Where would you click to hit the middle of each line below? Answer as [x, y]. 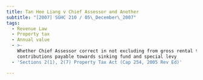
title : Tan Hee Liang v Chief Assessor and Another [72, 12]
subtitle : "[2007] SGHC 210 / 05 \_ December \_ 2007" [71, 17]
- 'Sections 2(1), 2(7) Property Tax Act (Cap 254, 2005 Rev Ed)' [97, 62]
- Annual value [31, 40]
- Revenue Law [29, 29]
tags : [13, 23]
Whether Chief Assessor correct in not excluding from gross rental [105, 51]
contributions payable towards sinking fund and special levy [97, 57]
